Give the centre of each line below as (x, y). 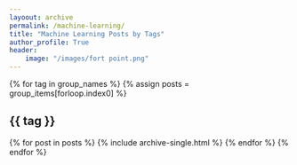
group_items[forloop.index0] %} (68, 93)
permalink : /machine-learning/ (67, 26)
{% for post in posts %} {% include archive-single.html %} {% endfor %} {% (149, 142)
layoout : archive (41, 17)
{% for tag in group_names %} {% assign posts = (99, 84)
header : (24, 51)
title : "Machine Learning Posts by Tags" (87, 34)
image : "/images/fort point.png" (87, 59)
